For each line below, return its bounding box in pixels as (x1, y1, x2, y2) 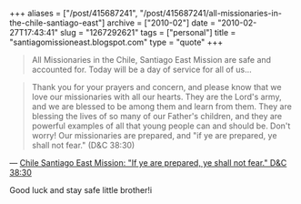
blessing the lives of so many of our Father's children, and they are (31, 111, 283, 121)
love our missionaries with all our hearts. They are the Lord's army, (31, 91, 282, 102)
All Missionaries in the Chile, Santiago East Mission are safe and (31, 55, 271, 65)
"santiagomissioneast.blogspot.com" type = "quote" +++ (9, 36, 224, 47)
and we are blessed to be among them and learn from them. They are (31, 101, 293, 112)
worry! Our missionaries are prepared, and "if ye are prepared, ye (31, 130, 277, 140)
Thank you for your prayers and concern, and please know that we (31, 82, 282, 92)
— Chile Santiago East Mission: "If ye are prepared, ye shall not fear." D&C (9, 158, 287, 168)
